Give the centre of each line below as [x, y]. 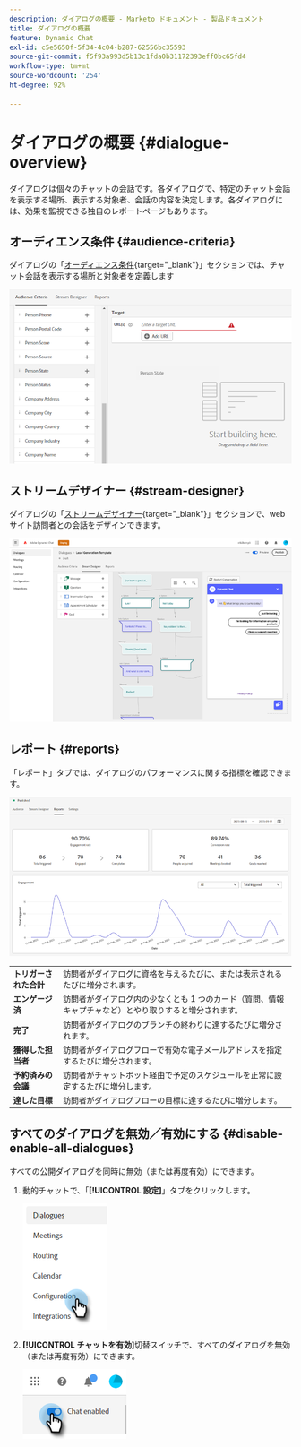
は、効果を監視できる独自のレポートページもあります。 [111, 211]
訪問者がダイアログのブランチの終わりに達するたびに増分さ [172, 1024]
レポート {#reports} [65, 749]
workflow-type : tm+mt [50, 66]
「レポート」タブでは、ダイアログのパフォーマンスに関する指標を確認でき [146, 772]
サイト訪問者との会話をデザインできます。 [87, 525]
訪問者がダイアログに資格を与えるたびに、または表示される [172, 974]
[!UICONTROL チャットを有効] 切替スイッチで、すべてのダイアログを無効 [156, 1345]
